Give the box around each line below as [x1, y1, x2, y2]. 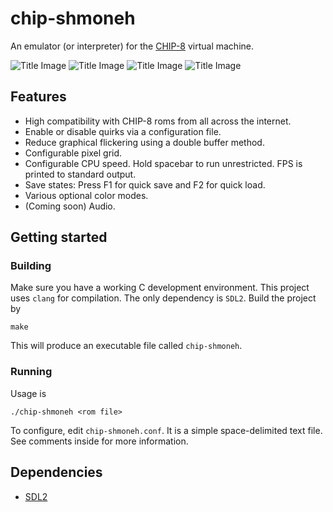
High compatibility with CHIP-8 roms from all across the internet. [24, 115, 292, 127]
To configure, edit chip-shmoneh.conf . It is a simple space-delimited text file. [10, 424, 323, 436]
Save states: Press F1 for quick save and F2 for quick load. [24, 178, 266, 191]
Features [10, 88, 67, 106]
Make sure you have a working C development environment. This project [10, 282, 310, 294]
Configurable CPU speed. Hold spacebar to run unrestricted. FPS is [24, 157, 303, 169]
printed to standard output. [24, 168, 137, 180]
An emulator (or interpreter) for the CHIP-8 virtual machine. [10, 40, 254, 52]
